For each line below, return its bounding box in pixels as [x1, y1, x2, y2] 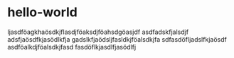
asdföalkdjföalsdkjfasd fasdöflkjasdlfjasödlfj [7, 42, 137, 51]
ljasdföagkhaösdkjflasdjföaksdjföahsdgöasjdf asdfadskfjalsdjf [7, 28, 189, 36]
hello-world [7, 4, 78, 21]
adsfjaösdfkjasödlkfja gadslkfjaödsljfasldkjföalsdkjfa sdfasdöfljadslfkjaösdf [7, 35, 228, 43]
